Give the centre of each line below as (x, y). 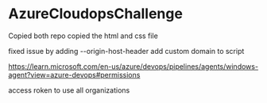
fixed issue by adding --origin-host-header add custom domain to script (126, 51)
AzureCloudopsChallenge (95, 14)
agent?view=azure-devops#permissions (74, 74)
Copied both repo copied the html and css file (83, 36)
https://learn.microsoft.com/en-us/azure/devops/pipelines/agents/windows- (133, 66)
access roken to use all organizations (69, 90)
